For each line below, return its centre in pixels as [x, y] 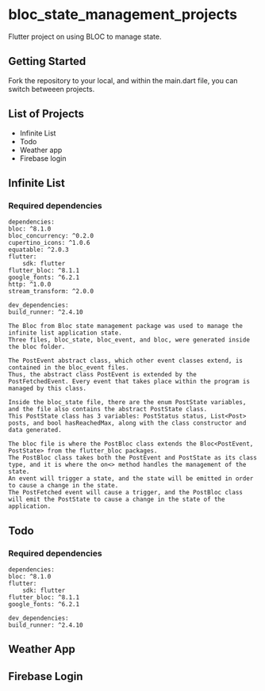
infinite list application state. [65, 333]
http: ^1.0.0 [30, 284]
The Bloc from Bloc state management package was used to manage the [126, 326]
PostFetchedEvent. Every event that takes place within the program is [129, 382]
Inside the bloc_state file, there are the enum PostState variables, [127, 403]
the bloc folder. [37, 347]
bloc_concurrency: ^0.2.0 [51, 236]
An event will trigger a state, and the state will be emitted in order [131, 479]
